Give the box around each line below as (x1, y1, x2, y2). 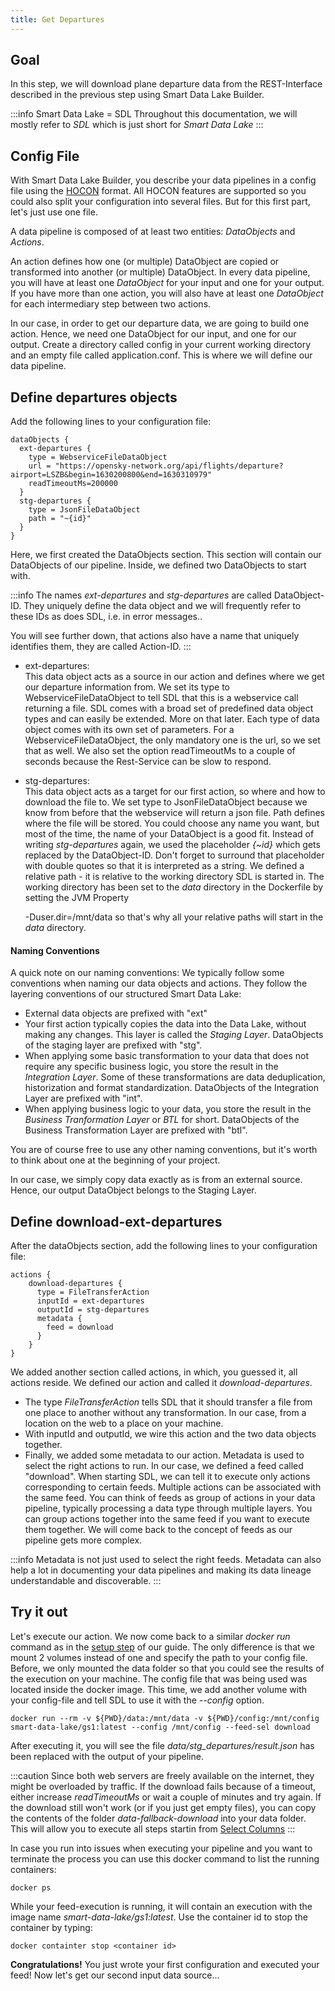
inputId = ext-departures (36, 1296, 145, 1306)
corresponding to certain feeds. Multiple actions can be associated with (24, 1481, 322, 1493)
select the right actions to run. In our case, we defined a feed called (24, 1460, 304, 1472)
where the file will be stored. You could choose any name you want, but (24, 817, 320, 830)
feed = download (46, 1322, 114, 1333)
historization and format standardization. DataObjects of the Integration (24, 1082, 319, 1094)
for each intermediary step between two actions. (10, 298, 212, 310)
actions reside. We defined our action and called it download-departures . (10, 1377, 313, 1389)
